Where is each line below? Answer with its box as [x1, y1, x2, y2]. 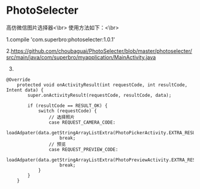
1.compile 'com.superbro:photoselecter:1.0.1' [6, 36, 115, 43]
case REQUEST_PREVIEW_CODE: [48, 146, 118, 152]
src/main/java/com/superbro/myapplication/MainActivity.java [6, 53, 156, 61]
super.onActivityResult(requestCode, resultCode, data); [27, 92, 171, 98]
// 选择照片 [48, 114, 75, 120]
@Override [6, 77, 31, 83]
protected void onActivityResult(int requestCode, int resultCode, [17, 81, 187, 88]
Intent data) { [6, 87, 44, 93]
